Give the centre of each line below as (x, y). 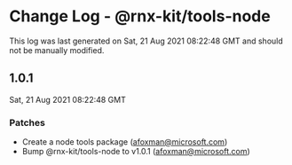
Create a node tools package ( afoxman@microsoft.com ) (125, 142)
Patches (28, 122)
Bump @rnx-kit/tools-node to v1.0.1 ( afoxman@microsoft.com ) (136, 152)
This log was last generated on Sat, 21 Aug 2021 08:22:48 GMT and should (146, 41)
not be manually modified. (57, 50)
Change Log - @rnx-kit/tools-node (140, 16)
